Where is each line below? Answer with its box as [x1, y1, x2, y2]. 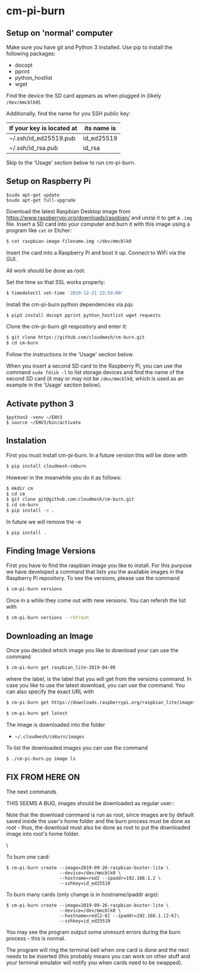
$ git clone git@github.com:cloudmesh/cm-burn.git [6, 496, 135, 503]
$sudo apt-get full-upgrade [6, 197, 76, 203]
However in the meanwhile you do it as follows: [6, 473, 122, 481]
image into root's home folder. [6, 830, 80, 837]
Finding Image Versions [6, 546, 96, 556]
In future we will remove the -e [6, 518, 82, 525]
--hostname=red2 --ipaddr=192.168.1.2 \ [59, 875, 161, 881]
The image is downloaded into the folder [6, 721, 105, 728]
